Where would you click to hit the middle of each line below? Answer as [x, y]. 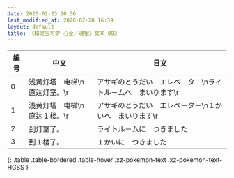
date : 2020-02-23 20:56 [42, 14]
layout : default [31, 27]
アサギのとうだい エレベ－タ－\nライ [160, 82]
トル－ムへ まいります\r [138, 93]
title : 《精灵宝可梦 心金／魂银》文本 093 [62, 33]
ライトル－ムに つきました [142, 129]
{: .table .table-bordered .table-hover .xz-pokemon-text [87, 160]
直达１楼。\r [49, 116]
